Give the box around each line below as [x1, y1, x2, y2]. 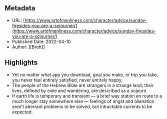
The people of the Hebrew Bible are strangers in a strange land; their [11, 82, 154, 88]
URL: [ [11, 17, 25, 23]
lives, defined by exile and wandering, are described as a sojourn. [11, 87, 148, 93]
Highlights [4, 58, 38, 67]
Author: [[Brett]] [11, 43, 45, 49]
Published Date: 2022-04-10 [11, 38, 71, 44]
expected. [11, 108, 33, 114]
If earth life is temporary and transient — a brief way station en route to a [11, 92, 162, 99]
